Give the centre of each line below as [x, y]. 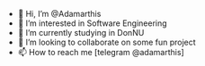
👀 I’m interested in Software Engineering [93, 23]
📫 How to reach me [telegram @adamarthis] [101, 52]
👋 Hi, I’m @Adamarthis [59, 14]
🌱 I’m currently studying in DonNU [81, 33]
